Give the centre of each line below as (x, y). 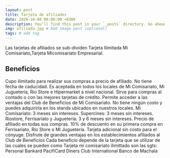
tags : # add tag (22, 33)
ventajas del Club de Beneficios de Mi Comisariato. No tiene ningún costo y (84, 102)
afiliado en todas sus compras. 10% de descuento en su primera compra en (84, 124)
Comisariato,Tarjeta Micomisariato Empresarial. (54, 53)
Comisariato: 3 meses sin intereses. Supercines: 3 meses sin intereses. (79, 113)
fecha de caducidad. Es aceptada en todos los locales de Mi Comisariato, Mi (85, 86)
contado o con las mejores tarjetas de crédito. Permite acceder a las (76, 97)
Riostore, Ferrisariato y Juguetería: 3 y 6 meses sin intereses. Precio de (80, 119)
